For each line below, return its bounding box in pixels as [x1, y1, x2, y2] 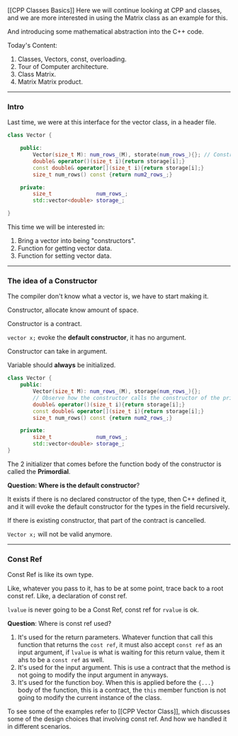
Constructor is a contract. [7, 320, 82, 328]
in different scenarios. [7, 723, 72, 731]
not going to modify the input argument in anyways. [17, 671, 169, 679]
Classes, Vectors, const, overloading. [17, 55, 127, 63]
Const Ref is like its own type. [7, 570, 94, 579]
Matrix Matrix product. [17, 77, 84, 86]
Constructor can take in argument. [7, 347, 108, 356]
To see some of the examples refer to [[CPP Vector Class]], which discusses [7, 707, 230, 716]
